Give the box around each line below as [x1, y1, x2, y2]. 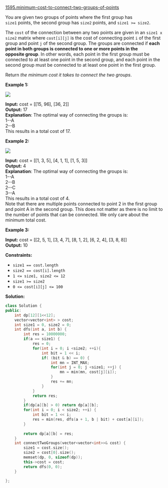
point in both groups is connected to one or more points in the [5, 46, 138, 51]
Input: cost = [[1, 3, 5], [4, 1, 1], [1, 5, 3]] [5, 157, 88, 164]
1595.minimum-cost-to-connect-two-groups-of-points [5, 5, 119, 10]
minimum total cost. [5, 217, 47, 223]
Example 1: [5, 82, 29, 88]
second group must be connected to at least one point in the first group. [5, 62, 156, 68]
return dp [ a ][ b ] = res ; [23, 431, 74, 436]
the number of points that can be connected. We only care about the [5, 211, 149, 218]
